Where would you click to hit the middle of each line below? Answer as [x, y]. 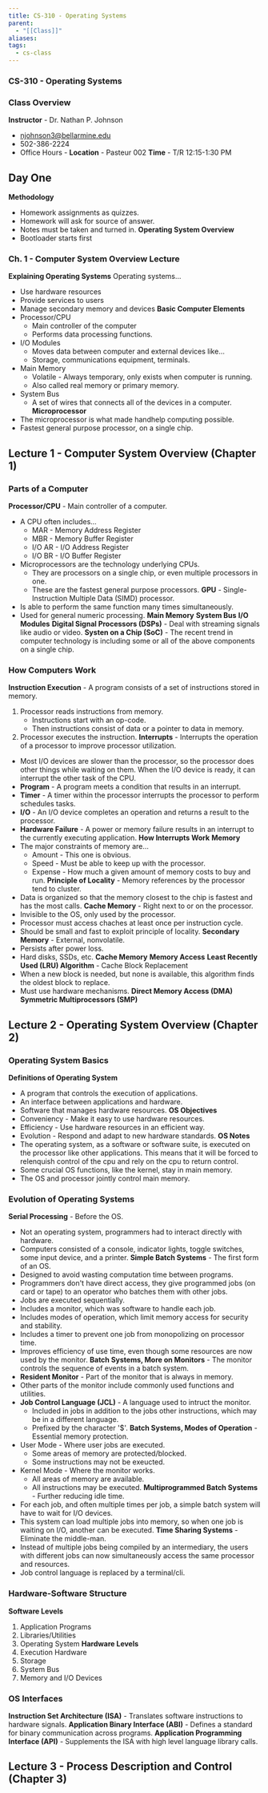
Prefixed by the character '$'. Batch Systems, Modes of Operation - [144, 1428]
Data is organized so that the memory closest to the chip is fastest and [136, 898]
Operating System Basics [59, 1060]
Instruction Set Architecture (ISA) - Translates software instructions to [126, 1715]
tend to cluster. [56, 889]
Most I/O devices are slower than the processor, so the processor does [137, 761]
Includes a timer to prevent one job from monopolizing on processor [132, 1335]
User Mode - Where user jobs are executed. [92, 1445]
